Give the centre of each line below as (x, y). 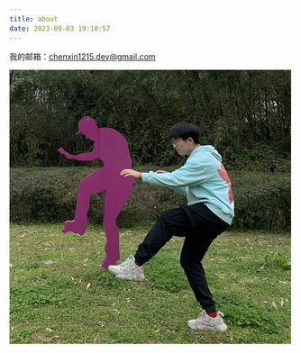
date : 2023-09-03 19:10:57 (60, 28)
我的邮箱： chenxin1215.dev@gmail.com (82, 56)
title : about (34, 19)
